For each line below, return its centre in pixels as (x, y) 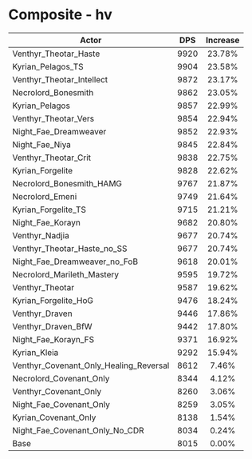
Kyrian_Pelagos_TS (48, 66)
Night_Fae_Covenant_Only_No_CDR (79, 430)
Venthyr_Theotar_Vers (53, 118)
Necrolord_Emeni (45, 196)
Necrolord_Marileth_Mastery (66, 274)
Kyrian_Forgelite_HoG (53, 300)
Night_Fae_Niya (42, 144)
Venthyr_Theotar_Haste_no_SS (70, 248)
